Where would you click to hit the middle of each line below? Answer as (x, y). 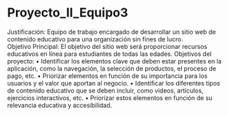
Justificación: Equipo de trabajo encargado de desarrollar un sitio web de (112, 32)
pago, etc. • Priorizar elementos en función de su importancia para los (107, 76)
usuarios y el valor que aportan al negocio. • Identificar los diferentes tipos (114, 83)
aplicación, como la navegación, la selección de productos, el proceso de (112, 68)
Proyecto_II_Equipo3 (68, 13)
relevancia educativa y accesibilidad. (60, 105)
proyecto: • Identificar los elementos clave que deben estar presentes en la (115, 61)
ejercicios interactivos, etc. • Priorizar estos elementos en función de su (110, 97)
